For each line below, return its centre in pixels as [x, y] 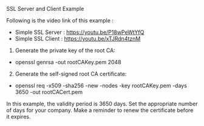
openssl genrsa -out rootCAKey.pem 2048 [68, 62]
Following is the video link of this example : [60, 20]
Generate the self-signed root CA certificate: [71, 74]
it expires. [19, 117]
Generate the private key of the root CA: [65, 50]
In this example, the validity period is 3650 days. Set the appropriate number [102, 104]
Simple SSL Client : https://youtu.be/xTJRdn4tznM [78, 38]
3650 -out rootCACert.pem [49, 92]
